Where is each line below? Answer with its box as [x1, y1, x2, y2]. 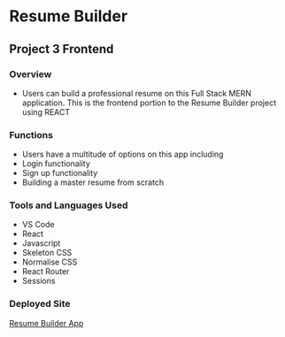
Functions [9, 128, 53, 141]
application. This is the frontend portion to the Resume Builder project [21, 97, 277, 108]
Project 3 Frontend [9, 42, 114, 57]
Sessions [21, 276, 56, 287]
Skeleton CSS [21, 248, 73, 258]
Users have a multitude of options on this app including [21, 149, 224, 160]
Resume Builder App [9, 318, 84, 328]
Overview [9, 68, 52, 80]
